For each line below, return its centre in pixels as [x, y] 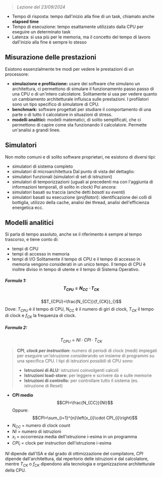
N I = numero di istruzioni [37, 431]
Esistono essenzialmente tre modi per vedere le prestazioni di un [69, 69]
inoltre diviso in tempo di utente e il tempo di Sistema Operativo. [76, 270]
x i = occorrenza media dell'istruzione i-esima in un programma [74, 437]
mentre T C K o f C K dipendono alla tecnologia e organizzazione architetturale [80, 464]
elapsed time [25, 22]
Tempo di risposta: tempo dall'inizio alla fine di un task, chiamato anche [83, 16]
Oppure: [20, 410]
